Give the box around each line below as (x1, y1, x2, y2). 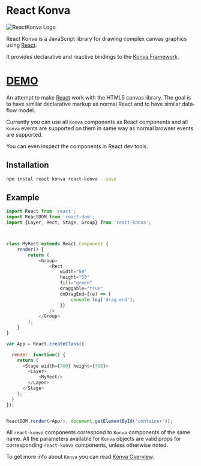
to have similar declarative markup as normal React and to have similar (6, 100, 181, 107)
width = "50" (59, 269, 87, 275)
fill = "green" (59, 280, 93, 286)
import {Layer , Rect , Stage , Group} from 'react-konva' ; (6, 220, 152, 226)
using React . (6, 41, 37, 49)
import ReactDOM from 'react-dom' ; (6, 214, 95, 220)
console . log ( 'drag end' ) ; (70, 296, 136, 303)
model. (18, 106, 35, 114)
